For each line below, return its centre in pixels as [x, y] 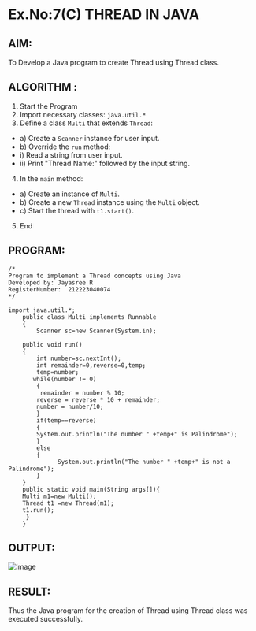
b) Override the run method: [65, 147]
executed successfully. [45, 619]
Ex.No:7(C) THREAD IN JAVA [104, 15]
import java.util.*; [42, 310]
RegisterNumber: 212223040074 [59, 289]
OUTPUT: [32, 548]
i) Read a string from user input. [71, 154]
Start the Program [48, 106]
